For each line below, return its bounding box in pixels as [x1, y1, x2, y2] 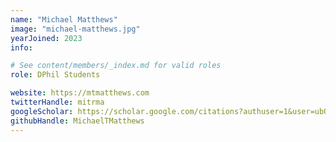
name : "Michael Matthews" [10, 14, 118, 25]
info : [10, 42, 33, 53]
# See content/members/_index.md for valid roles [10, 61, 222, 71]
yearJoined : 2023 [10, 33, 83, 43]
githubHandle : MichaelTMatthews [10, 116, 145, 126]
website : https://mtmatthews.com [10, 88, 150, 98]
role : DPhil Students [10, 70, 101, 80]
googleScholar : [10, 106, 74, 116]
